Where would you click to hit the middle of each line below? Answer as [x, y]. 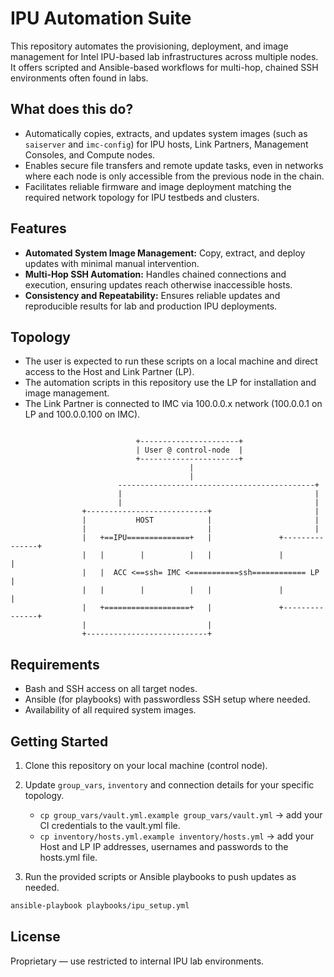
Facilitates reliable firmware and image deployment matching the [158, 186]
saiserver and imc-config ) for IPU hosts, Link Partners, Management [166, 144]
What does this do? [72, 109]
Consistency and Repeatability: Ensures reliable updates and [152, 295]
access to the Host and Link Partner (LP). [109, 372]
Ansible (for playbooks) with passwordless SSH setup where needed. [167, 699]
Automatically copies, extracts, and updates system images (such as [166, 133]
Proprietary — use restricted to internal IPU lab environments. [137, 961]
